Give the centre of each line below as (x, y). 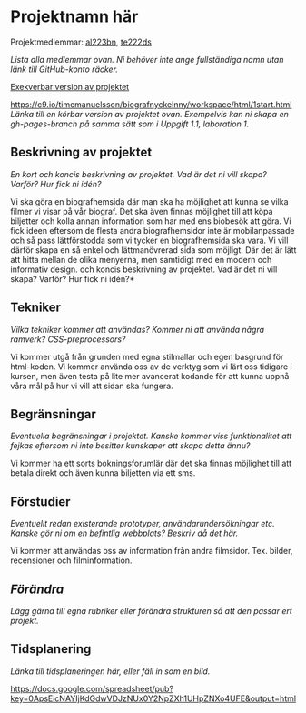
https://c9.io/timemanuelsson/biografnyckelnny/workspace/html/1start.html (151, 104)
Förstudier (40, 502)
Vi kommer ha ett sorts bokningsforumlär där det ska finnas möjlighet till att (151, 463)
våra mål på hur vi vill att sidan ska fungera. (92, 386)
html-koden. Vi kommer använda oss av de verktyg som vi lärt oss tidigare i (152, 367)
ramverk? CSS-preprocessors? (68, 339)
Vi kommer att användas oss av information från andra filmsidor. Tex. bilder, (152, 551)
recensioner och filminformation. (71, 560)
